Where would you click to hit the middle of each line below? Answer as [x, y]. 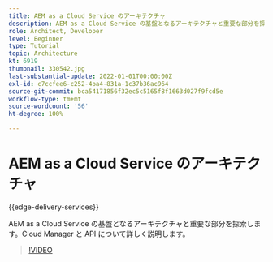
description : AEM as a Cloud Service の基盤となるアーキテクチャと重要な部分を [134, 24]
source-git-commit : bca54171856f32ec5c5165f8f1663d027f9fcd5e [116, 91]
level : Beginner [36, 39]
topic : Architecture [43, 54]
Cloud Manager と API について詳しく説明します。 [106, 234]
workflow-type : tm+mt [45, 99]
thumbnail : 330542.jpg [47, 69]
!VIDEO [40, 250]
